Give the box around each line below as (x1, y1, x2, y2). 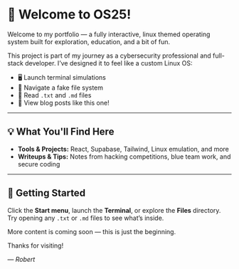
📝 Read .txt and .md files (17, 90, 92, 99)
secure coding (17, 159, 60, 168)
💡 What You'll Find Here (7, 126, 115, 138)
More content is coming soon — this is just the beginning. (7, 227, 176, 236)
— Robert (7, 255, 36, 263)
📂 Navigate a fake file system (17, 83, 104, 92)
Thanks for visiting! (7, 241, 64, 250)
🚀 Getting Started (7, 187, 86, 199)
